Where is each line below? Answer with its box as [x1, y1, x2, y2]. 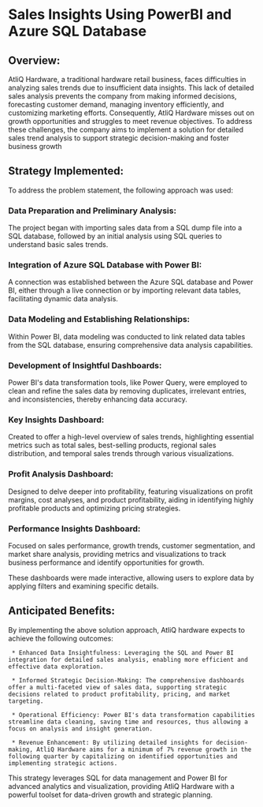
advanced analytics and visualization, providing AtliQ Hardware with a [8, 781, 235, 790]
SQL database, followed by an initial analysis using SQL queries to [8, 231, 222, 241]
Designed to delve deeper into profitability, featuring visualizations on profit [8, 487, 254, 496]
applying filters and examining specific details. [8, 581, 159, 591]
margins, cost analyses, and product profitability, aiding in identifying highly [8, 495, 254, 504]
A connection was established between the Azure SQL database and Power [8, 278, 254, 287]
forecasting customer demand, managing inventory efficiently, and [8, 100, 224, 109]
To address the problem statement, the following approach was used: [8, 185, 234, 195]
